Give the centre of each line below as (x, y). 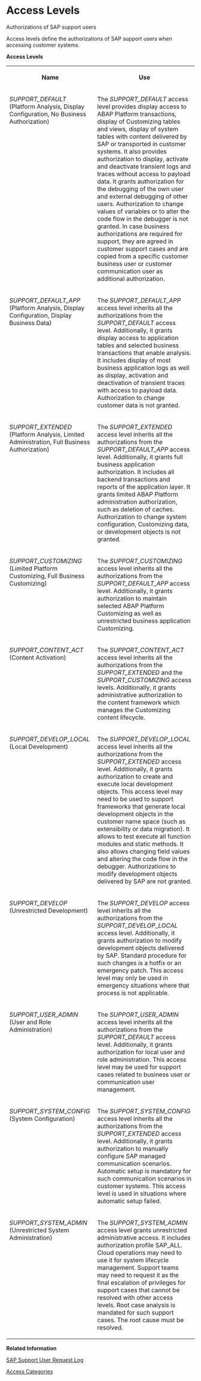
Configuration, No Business (48, 114)
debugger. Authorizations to (137, 866)
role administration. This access (142, 1059)
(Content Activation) (38, 658)
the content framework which (138, 702)
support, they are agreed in (135, 241)
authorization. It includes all (136, 472)
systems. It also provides (132, 152)
